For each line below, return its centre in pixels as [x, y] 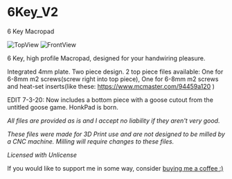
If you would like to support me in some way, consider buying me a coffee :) [115, 168]
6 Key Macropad [31, 31]
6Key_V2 [33, 12]
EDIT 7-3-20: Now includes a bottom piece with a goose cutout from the [110, 100]
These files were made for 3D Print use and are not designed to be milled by [116, 134]
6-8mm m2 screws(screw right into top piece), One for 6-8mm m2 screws [113, 79]
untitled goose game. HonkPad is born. [63, 107]
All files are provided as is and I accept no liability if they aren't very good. [114, 120]
